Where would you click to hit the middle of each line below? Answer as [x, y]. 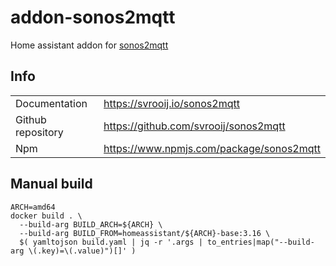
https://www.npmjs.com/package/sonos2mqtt [212, 148]
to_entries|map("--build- [260, 242]
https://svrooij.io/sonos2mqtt [171, 103]
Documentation [51, 103]
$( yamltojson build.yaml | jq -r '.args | [111, 242]
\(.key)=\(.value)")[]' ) [82, 251]
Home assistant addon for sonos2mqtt [89, 45]
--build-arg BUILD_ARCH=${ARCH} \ [91, 224]
